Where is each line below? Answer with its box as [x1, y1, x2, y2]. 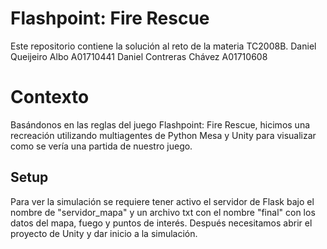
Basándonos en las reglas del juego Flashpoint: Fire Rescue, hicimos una [10, 118, 311, 131]
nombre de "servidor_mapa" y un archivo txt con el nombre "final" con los [10, 206, 316, 218]
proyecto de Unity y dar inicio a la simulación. [10, 227, 198, 239]
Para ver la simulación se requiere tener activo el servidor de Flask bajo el [10, 195, 315, 207]
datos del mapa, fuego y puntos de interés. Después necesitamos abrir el [10, 217, 313, 229]
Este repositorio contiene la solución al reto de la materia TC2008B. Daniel [10, 40, 317, 52]
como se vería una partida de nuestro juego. [10, 140, 193, 152]
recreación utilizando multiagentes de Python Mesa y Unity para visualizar [10, 129, 317, 141]
